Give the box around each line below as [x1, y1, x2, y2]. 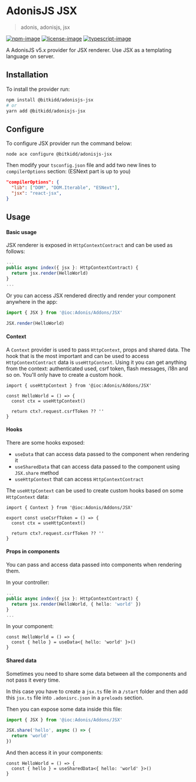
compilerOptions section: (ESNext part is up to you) [6, 168, 131, 175]
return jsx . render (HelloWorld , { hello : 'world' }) [11, 601, 142, 607]
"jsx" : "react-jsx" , [11, 190, 62, 196]
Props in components [6, 548, 60, 555]
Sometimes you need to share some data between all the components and [6, 670, 187, 677]
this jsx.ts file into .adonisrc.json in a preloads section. [6, 694, 143, 701]
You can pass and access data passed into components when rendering [6, 561, 182, 569]
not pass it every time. [6, 676, 60, 684]
